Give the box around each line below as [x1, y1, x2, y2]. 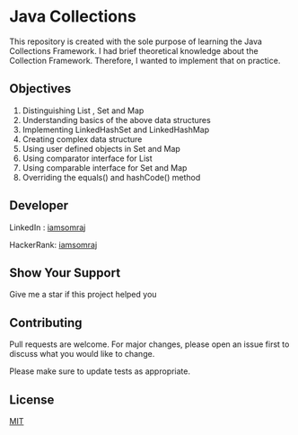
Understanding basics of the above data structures [22, 114, 211, 125]
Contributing [9, 315, 83, 330]
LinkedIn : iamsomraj [9, 222, 86, 233]
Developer [9, 198, 69, 213]
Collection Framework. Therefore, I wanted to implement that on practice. [9, 55, 281, 66]
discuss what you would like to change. [9, 349, 155, 360]
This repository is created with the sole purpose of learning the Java [9, 36, 263, 47]
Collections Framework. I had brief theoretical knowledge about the [9, 45, 259, 56]
